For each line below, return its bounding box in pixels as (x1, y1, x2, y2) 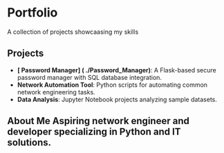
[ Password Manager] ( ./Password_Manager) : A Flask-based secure (17, 65, 216, 74)
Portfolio (7, 5, 58, 21)
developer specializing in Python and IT (7, 126, 181, 138)
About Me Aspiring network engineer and (7, 115, 190, 127)
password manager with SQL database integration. (17, 73, 162, 81)
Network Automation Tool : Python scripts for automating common (17, 81, 208, 89)
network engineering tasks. (17, 88, 95, 96)
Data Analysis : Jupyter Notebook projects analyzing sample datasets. (17, 95, 218, 103)
